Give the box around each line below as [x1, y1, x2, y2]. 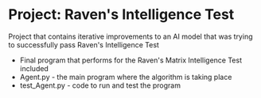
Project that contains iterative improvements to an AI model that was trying [8, 32, 253, 41]
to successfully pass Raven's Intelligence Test [8, 40, 159, 49]
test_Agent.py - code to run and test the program [19, 81, 181, 90]
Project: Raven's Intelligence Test [8, 6, 235, 24]
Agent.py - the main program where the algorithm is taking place [19, 72, 232, 81]
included [19, 63, 49, 73]
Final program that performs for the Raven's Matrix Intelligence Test [19, 55, 243, 65]
